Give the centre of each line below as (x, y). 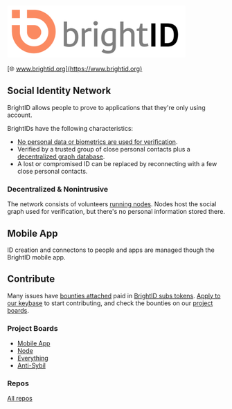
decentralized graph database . (61, 156)
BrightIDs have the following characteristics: (70, 128)
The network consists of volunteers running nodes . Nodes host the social (112, 204)
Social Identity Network (59, 91)
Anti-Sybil (32, 365)
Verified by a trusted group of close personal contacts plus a (104, 149)
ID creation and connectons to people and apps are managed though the (111, 250)
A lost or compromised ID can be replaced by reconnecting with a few (117, 163)
